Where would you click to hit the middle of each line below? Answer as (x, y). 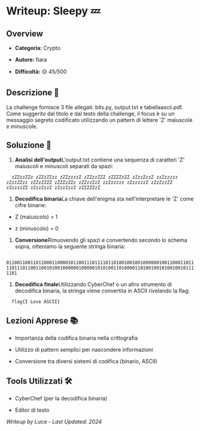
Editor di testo (32, 410)
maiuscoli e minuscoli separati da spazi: (64, 166)
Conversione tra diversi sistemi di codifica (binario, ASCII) (86, 361)
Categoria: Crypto (38, 48)
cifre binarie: (31, 205)
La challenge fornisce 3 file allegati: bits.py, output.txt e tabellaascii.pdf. (95, 107)
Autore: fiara (31, 59)
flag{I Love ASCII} (36, 301)
